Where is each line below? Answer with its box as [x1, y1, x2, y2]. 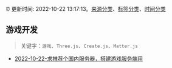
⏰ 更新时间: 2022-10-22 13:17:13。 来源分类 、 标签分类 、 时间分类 [5, 5, 167, 12]
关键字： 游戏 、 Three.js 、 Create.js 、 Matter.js [20, 42, 138, 49]
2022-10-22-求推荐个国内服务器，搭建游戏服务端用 [14, 55, 143, 62]
